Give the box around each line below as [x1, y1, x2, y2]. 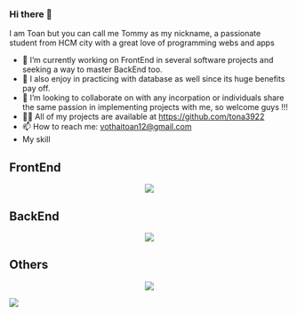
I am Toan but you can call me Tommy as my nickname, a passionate [9, 28, 261, 39]
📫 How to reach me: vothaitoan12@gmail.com [21, 122, 192, 132]
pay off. [21, 83, 51, 94]
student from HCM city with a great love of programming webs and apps [9, 37, 276, 48]
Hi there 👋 [9, 8, 53, 20]
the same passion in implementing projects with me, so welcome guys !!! [21, 102, 289, 113]
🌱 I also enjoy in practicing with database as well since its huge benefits [21, 74, 285, 84]
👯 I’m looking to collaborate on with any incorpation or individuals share [21, 92, 285, 103]
